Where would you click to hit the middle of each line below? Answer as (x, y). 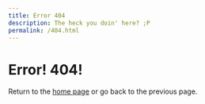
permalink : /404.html (44, 30)
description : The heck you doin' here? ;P (79, 23)
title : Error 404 (37, 15)
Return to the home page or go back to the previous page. (103, 91)
